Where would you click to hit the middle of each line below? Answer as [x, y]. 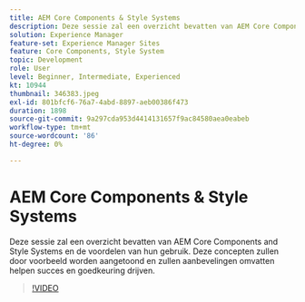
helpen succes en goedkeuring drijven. [83, 270]
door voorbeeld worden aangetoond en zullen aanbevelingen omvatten [142, 260]
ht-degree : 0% [36, 144]
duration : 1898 [38, 111]
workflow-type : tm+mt [50, 128]
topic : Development [46, 60]
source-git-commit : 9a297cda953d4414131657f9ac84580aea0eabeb [129, 119]
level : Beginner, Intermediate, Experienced [95, 77]
